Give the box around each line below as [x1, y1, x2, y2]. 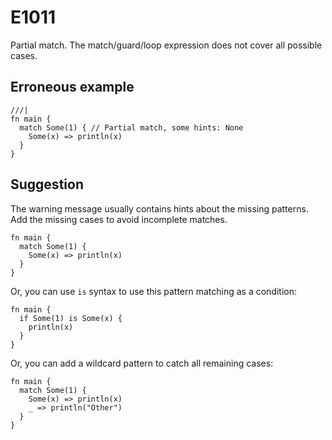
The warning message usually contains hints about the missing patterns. [10, 202, 309, 215]
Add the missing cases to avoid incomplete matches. [10, 213, 228, 225]
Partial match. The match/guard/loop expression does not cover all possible [10, 39, 323, 51]
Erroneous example [10, 79, 135, 96]
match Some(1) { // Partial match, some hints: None [19, 122, 244, 133]
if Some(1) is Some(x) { [19, 313, 123, 323]
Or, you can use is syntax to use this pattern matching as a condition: [10, 285, 298, 297]
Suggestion [10, 176, 84, 193]
